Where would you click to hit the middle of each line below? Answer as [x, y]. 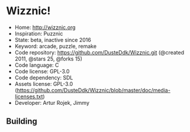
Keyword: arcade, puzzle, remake [55, 46]
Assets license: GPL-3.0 [44, 83]
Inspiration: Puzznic [39, 33]
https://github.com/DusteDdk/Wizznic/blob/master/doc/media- [94, 90]
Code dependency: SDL [44, 78]
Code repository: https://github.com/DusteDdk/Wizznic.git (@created [99, 52]
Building [22, 122]
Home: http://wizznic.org [45, 27]
